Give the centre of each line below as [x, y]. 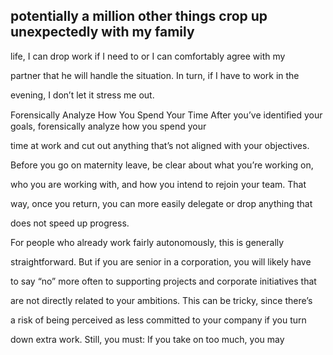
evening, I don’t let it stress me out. [82, 95]
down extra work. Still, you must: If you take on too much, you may [147, 339]
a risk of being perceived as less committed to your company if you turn [158, 320]
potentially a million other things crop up [139, 16]
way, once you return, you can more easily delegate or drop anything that [161, 203]
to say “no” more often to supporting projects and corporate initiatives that [163, 281]
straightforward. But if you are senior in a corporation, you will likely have [161, 261]
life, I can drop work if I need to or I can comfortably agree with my [148, 56]
